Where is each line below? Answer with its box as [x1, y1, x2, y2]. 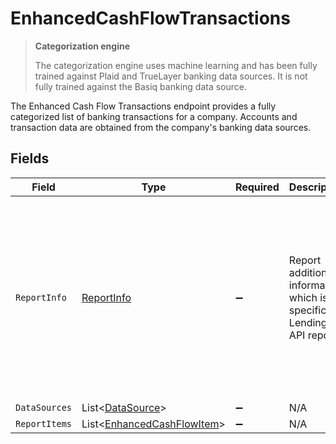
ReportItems [15, 418, 73, 429]
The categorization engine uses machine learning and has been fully [34, 59, 318, 71]
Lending [288, 315, 328, 329]
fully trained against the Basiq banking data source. [34, 80, 247, 92]
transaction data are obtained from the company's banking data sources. [10, 121, 312, 133]
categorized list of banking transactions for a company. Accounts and [10, 110, 298, 122]
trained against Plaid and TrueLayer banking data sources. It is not [34, 70, 308, 82]
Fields [10, 150, 50, 167]
